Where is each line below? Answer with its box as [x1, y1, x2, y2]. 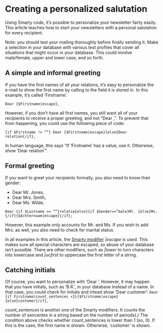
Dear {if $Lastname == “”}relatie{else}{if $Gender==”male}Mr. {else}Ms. [5, 209, 158, 214]
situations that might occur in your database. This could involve [5, 50, 132, 55]
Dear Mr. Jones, [12, 189, 45, 195]
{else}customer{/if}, [5, 298, 49, 303]
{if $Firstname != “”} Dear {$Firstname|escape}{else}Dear [5, 130, 127, 135]
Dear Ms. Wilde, [12, 199, 45, 205]
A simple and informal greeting [5, 69, 101, 77]
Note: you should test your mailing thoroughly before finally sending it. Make [5, 39, 159, 45]
